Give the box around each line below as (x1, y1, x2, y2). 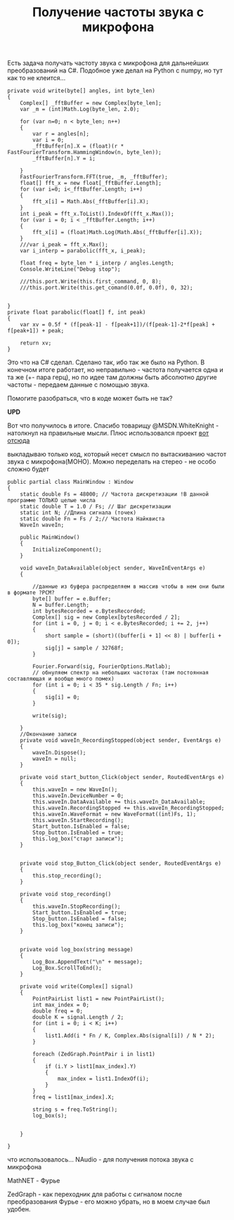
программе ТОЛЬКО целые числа (7, 497, 96, 504)
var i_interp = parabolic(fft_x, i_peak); (20, 248, 146, 255)
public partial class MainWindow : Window (7, 479, 134, 486)
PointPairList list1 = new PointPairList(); (32, 996, 165, 1003)
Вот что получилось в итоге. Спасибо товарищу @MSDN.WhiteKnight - (7, 421, 219, 430)
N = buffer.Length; (32, 602, 90, 609)
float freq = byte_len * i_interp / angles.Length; (20, 259, 174, 267)
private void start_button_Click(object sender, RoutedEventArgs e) (20, 774, 225, 781)
